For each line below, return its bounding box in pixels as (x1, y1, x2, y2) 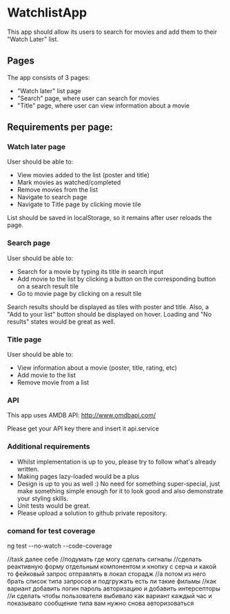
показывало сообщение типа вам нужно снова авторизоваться (7, 599, 194, 607)
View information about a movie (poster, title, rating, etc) (17, 364, 178, 372)
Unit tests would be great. (17, 502, 91, 510)
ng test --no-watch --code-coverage (7, 542, 112, 550)
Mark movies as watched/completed (17, 178, 121, 187)
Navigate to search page (17, 193, 87, 201)
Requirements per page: (7, 121, 114, 133)
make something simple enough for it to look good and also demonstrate (17, 486, 224, 495)
